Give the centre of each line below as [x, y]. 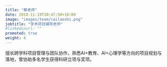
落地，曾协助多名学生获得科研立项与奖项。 [50, 59]
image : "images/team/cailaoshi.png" [44, 19]
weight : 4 [16, 38]
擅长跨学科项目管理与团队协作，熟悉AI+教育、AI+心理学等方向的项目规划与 [84, 53]
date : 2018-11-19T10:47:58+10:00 [41, 15]
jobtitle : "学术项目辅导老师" [34, 24]
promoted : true [21, 33]
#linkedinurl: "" [24, 29]
